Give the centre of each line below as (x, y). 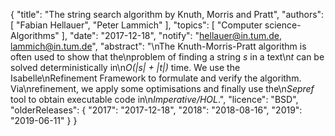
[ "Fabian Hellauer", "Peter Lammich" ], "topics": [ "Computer (136, 25)
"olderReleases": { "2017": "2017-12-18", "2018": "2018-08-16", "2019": (156, 110)
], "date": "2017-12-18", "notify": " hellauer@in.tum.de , (172, 35)
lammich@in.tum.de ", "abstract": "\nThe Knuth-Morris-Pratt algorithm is (158, 46)
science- (283, 25)
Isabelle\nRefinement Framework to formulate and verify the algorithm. (156, 78)
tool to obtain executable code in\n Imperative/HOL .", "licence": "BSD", (154, 99)
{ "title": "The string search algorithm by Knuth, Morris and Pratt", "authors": (167, 14)
